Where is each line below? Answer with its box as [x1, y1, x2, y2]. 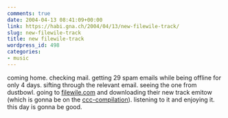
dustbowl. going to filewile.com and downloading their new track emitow [7, 88, 213, 96]
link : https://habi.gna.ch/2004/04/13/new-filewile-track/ [7, 23, 180, 29]
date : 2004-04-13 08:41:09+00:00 [7, 16, 103, 23]
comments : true [7, 10, 51, 17]
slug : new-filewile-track [7, 29, 81, 36]
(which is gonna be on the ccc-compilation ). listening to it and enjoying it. [7, 95, 215, 104]
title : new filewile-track [7, 36, 84, 43]
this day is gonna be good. [7, 102, 82, 110]
